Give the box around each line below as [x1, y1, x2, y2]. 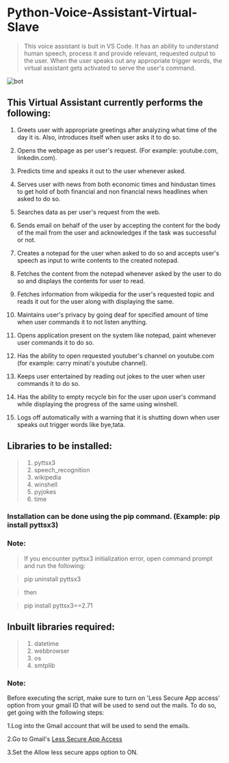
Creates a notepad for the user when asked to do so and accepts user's [16, 248, 220, 257]
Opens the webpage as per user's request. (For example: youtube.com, [16, 146, 219, 155]
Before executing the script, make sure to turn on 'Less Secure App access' [7, 693, 220, 702]
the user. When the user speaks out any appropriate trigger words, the [23, 56, 223, 64]
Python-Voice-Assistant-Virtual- [7, 5, 198, 21]
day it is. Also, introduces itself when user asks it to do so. [16, 133, 181, 141]
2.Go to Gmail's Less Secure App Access [7, 734, 123, 743]
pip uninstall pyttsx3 [23, 575, 81, 583]
